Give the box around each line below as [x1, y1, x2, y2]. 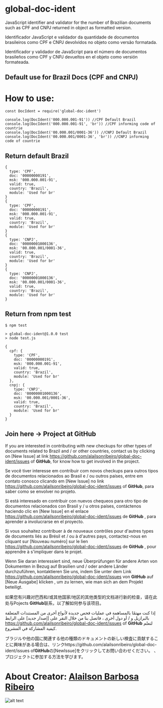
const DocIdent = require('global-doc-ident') [5, 109, 101, 114]
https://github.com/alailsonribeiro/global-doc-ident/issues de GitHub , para [5, 513, 157, 519]
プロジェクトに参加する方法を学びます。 [5, 653, 86, 659]
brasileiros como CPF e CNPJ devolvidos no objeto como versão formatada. [5, 39, 157, 45]
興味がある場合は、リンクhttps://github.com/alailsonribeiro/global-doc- [13, 641, 157, 647]
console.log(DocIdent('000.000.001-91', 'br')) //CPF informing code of [5, 122, 156, 127]
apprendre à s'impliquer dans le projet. [5, 549, 83, 555]
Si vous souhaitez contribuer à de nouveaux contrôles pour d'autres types [5, 528, 154, 534]
